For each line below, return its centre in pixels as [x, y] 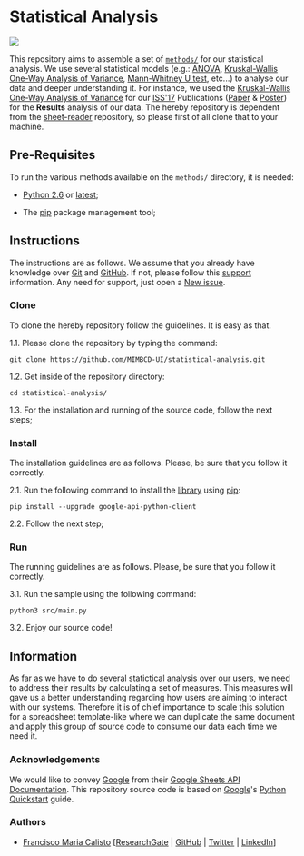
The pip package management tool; [89, 212]
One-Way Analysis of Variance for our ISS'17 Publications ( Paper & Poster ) [148, 97]
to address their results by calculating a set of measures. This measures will [151, 688]
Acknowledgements [55, 760]
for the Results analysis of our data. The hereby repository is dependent [145, 107]
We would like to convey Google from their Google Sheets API [125, 780]
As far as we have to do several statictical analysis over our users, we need [150, 678]
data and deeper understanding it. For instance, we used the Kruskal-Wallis [150, 87]
